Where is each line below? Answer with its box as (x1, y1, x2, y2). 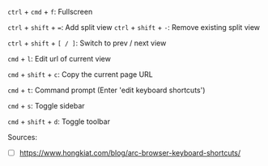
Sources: (7, 133, 38, 142)
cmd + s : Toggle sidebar (7, 101, 86, 110)
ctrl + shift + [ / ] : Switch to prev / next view (7, 38, 167, 48)
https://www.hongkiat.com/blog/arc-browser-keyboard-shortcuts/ (19, 148, 241, 157)
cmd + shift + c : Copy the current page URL (7, 70, 153, 79)
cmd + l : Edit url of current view (7, 54, 111, 63)
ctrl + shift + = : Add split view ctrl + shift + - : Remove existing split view (7, 23, 261, 32)
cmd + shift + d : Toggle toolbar (7, 117, 111, 126)
